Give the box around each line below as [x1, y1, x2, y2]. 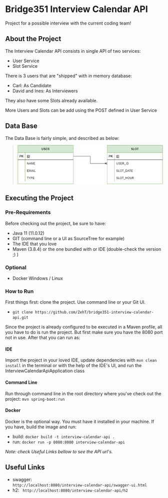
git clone [12, 310, 33, 315]
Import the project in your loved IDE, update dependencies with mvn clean [5, 357, 157, 363]
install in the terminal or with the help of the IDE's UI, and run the [5, 363, 142, 369]
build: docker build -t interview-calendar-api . [12, 433, 115, 439]
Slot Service [12, 63, 38, 69]
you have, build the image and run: [5, 424, 76, 430]
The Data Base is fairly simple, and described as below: [5, 135, 119, 141]
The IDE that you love [12, 241, 57, 247]
